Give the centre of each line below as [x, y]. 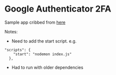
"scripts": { [18, 50]
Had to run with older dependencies [47, 67]
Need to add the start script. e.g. [44, 41]
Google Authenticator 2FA [58, 9]
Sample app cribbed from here [35, 22]
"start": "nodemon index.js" [43, 54]
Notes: [11, 31]
